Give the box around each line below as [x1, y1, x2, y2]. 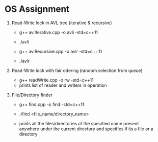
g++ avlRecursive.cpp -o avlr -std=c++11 [19, 48, 102, 54]
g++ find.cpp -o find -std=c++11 [19, 101, 84, 107]
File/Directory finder [11, 92, 53, 98]
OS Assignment [4, 3, 70, 15]
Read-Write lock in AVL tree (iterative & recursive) [11, 20, 112, 26]
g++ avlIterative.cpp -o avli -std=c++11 [19, 29, 98, 35]
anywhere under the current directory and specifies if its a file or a [19, 126, 154, 132]
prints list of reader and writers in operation [19, 82, 107, 88]
